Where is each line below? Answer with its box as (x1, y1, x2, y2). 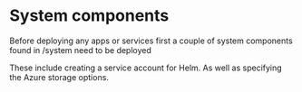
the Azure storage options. (9, 71, 109, 82)
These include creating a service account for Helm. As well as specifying (9, 62, 283, 73)
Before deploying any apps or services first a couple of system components (9, 35, 293, 46)
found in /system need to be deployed (9, 44, 152, 55)
